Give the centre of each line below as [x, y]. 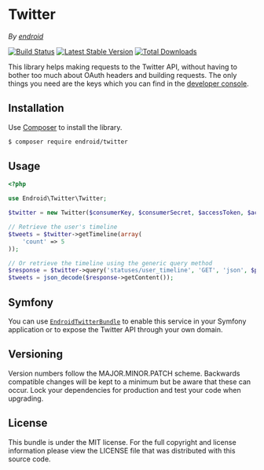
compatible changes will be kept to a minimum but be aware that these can [130, 381]
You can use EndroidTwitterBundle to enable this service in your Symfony [127, 321]
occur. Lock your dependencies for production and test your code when [125, 390]
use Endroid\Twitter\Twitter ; [58, 198]
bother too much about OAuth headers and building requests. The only [123, 75]
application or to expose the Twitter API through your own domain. [115, 329]
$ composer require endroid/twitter [68, 142]
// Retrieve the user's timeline [63, 227]
